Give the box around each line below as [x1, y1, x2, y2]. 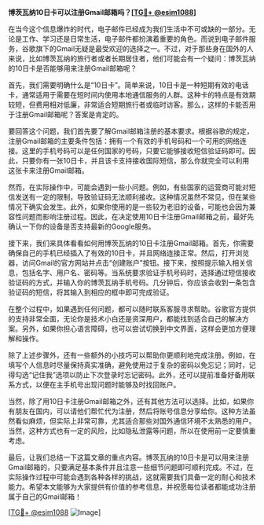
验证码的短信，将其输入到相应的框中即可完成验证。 [8, 288, 174, 297]
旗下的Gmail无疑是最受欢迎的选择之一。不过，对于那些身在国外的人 [35, 44, 254, 53]
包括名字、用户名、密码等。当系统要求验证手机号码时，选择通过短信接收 [21, 268, 256, 277]
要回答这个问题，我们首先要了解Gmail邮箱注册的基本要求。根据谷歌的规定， [8, 127, 254, 136]
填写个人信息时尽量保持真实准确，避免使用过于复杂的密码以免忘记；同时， [8, 361, 249, 369]
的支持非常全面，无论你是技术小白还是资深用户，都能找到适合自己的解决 [8, 314, 242, 323]
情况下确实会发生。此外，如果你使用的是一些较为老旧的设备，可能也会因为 [8, 202, 249, 211]
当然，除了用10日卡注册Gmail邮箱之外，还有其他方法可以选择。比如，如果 [8, 397, 247, 406]
